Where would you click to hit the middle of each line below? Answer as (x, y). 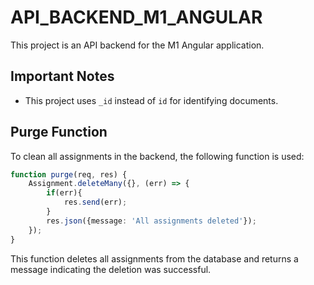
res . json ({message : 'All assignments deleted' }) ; (151, 221)
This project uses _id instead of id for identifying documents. (151, 100)
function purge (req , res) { (69, 174)
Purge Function (59, 132)
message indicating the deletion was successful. (111, 269)
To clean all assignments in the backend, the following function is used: (157, 156)
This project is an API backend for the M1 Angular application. (137, 45)
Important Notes (62, 76)
